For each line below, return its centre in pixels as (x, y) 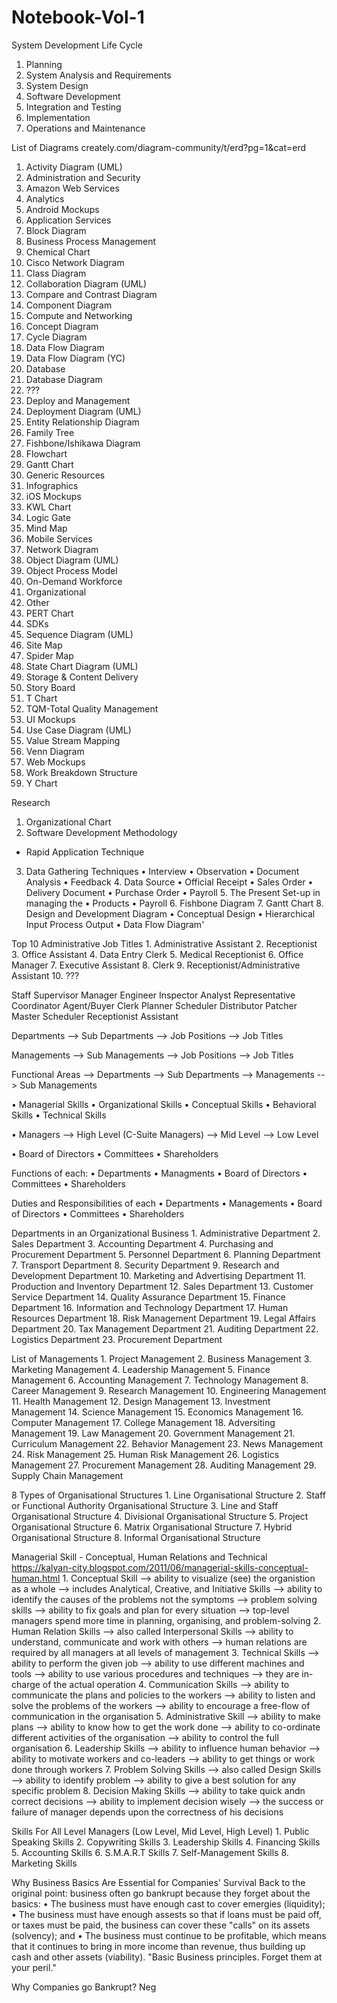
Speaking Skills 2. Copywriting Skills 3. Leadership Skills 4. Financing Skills (166, 1842)
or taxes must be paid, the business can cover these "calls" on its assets (161, 1925)
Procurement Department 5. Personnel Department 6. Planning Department (166, 1254)
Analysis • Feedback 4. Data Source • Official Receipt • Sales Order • (169, 882)
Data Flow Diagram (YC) (75, 358)
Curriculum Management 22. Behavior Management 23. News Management (167, 1443)
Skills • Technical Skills (59, 1115)
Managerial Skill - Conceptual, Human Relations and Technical (139, 1557)
